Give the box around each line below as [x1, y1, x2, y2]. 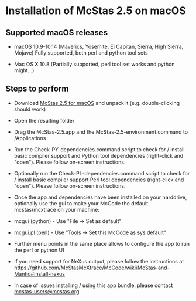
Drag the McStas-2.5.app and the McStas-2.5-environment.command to [13, 128, 188, 136]
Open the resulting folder [13, 117, 75, 124]
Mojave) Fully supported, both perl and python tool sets [13, 49, 148, 56]
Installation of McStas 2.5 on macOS [5, 4, 187, 18]
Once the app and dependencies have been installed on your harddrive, [13, 194, 187, 201]
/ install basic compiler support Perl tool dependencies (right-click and [13, 176, 184, 183]
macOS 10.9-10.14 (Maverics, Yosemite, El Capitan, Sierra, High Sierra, [13, 43, 184, 50]
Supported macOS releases [5, 28, 108, 38]
